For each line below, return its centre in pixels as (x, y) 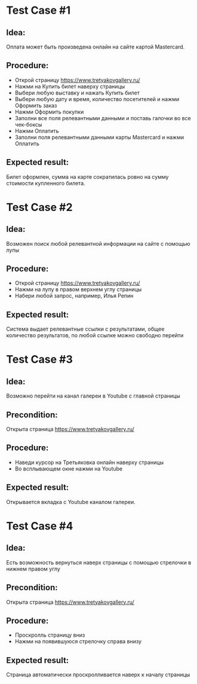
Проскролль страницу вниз (50, 635)
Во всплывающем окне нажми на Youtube (69, 468)
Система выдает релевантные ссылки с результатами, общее (85, 329)
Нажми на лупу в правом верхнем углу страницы (78, 289)
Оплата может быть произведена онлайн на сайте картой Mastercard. (96, 47)
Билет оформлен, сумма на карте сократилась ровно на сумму (87, 176)
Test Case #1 (38, 10)
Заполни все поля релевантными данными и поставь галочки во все (103, 118)
